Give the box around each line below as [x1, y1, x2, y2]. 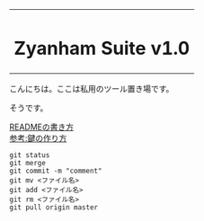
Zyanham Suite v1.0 [13, 36, 191, 59]
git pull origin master [9, 203, 99, 212]
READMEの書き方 [9, 121, 75, 133]
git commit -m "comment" [9, 166, 102, 176]
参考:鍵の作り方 [9, 133, 67, 144]
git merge [9, 159, 47, 168]
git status [9, 151, 50, 160]
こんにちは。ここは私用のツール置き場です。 [9, 84, 174, 94]
